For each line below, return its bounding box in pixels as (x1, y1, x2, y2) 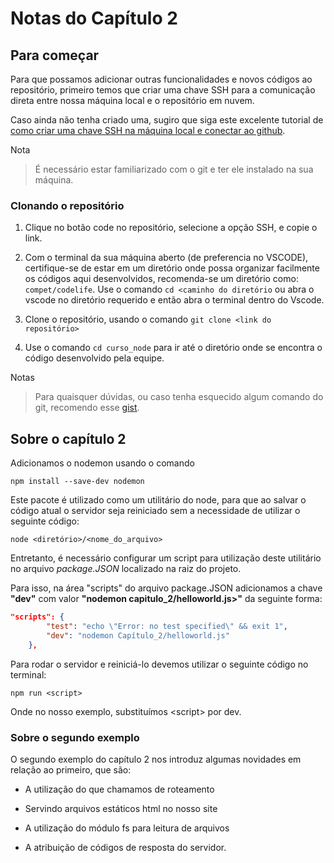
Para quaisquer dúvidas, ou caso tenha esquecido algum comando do (34, 391, 324, 403)
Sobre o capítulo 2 (10, 430, 127, 447)
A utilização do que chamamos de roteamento (24, 783, 215, 795)
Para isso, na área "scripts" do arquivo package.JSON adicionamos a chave (10, 582, 323, 594)
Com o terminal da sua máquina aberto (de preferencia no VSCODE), (24, 252, 309, 264)
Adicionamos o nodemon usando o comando (10, 457, 195, 469)
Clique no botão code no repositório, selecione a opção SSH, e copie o (24, 222, 318, 234)
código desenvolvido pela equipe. (24, 352, 165, 364)
